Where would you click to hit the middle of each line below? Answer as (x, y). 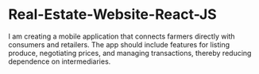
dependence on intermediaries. (60, 61)
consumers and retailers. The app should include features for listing (119, 44)
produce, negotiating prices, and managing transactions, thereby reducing (130, 53)
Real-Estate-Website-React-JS (112, 15)
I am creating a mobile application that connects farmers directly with (122, 36)
